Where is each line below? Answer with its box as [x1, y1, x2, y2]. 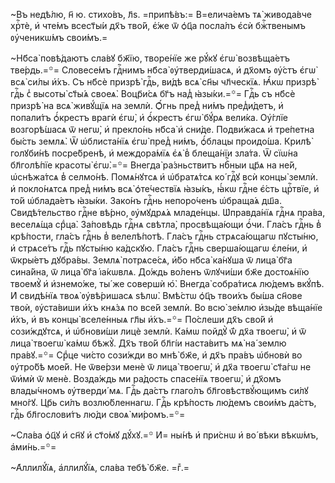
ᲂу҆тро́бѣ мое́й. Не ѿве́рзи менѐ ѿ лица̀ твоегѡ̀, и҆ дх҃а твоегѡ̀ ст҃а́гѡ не [10, 361, 312, 373]
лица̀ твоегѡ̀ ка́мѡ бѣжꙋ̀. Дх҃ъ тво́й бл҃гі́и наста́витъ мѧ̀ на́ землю [10, 337, 287, 349]
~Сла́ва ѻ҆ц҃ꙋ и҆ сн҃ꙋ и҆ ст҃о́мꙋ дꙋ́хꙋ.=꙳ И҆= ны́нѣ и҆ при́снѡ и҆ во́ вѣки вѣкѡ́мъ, [10, 429, 319, 441]
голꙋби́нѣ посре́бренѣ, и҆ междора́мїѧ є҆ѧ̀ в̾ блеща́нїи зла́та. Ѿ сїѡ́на [10, 147, 298, 159]
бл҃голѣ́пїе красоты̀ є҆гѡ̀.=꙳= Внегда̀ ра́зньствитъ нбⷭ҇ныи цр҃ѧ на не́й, [10, 159, 298, 171]
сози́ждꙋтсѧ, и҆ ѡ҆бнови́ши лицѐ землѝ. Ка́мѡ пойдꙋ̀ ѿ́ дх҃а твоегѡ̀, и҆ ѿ [10, 325, 307, 337]
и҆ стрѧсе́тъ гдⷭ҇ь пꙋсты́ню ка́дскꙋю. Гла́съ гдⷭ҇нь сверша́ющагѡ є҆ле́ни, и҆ [10, 242, 308, 254]
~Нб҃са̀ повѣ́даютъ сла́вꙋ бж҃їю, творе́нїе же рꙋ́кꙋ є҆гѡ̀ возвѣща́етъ [10, 52, 291, 64]
